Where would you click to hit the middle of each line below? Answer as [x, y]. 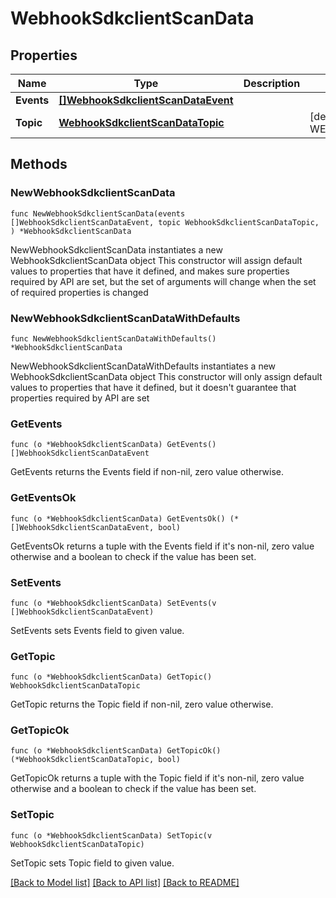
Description [272, 83]
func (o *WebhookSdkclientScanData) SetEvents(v [113, 603]
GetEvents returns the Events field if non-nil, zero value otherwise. [147, 472]
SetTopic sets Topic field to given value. [92, 863]
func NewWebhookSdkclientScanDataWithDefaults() [113, 338]
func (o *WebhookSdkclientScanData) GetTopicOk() [116, 751]
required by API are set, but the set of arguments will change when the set [163, 281]
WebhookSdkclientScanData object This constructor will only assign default [166, 376]
